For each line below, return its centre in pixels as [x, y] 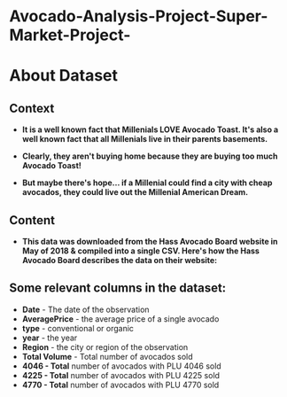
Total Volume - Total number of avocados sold [107, 356]
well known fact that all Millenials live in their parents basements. [145, 139]
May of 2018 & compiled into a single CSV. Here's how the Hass [140, 251]
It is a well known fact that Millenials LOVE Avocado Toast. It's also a [150, 129]
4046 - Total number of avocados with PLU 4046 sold [121, 366]
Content [32, 220]
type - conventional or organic [78, 328]
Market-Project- [70, 35]
